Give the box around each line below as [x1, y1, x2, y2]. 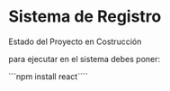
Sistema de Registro [8, 6, 162, 27]
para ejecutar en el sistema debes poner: [8, 53, 161, 64]
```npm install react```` [8, 70, 88, 82]
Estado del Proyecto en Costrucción [8, 36, 142, 47]
